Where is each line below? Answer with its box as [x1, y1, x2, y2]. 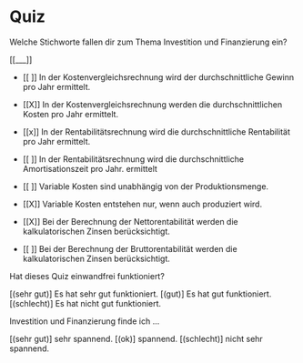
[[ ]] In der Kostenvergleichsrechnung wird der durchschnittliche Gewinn [22, 71, 295, 83]
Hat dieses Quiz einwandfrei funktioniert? [9, 270, 166, 281]
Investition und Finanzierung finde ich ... [9, 316, 160, 327]
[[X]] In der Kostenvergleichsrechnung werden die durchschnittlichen [22, 98, 283, 110]
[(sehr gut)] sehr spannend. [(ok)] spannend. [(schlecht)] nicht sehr [9, 333, 264, 344]
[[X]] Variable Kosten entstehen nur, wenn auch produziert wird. [22, 198, 262, 209]
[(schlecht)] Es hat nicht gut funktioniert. [9, 297, 162, 308]
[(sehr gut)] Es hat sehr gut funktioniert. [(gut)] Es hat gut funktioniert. [9, 288, 272, 299]
